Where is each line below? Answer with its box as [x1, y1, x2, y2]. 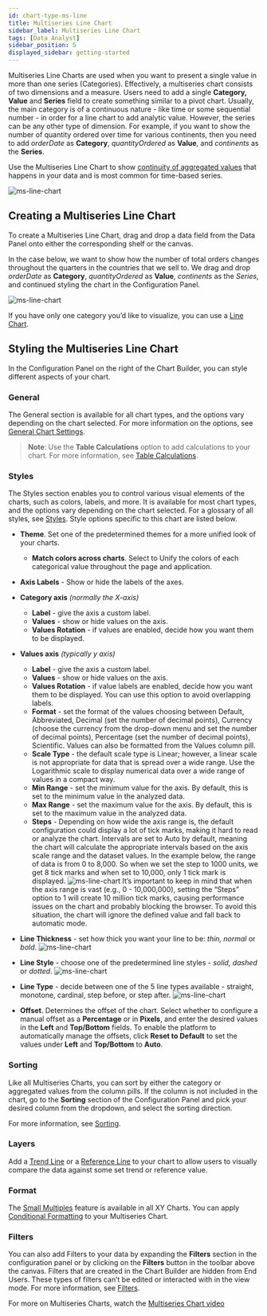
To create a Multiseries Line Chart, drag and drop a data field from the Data [8, 230, 256, 240]
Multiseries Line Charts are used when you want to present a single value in [8, 71, 257, 80]
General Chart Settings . [8, 426, 85, 436]
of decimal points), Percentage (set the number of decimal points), [31, 733, 251, 742]
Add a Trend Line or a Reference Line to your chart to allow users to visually [8, 1157, 257, 1166]
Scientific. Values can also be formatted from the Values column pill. [31, 740, 257, 750]
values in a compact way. [31, 775, 116, 784]
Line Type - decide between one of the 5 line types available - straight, [19, 982, 254, 992]
